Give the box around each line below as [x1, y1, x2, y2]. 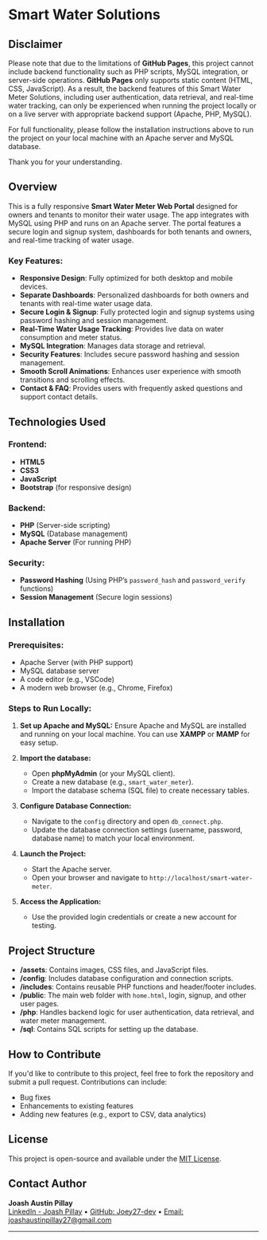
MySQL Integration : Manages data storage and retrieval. [19, 341, 207, 351]
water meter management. [19, 1016, 107, 1025]
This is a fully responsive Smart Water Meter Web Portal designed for [8, 201, 238, 211]
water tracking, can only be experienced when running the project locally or [8, 101, 257, 110]
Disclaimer [8, 37, 63, 51]
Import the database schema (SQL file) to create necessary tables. [31, 785, 250, 795]
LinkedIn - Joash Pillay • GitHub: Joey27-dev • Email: [8, 1207, 184, 1216]
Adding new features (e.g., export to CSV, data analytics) [19, 1110, 207, 1119]
